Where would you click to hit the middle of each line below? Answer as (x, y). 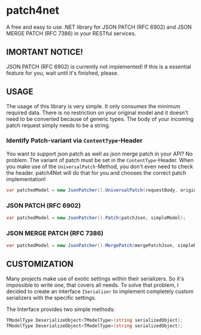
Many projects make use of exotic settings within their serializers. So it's (95, 278)
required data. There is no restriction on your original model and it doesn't (97, 112)
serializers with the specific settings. (51, 297)
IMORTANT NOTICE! (45, 52)
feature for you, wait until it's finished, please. (63, 73)
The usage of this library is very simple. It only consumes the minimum (93, 106)
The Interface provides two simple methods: (61, 309)
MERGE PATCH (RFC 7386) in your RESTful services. (71, 33)
